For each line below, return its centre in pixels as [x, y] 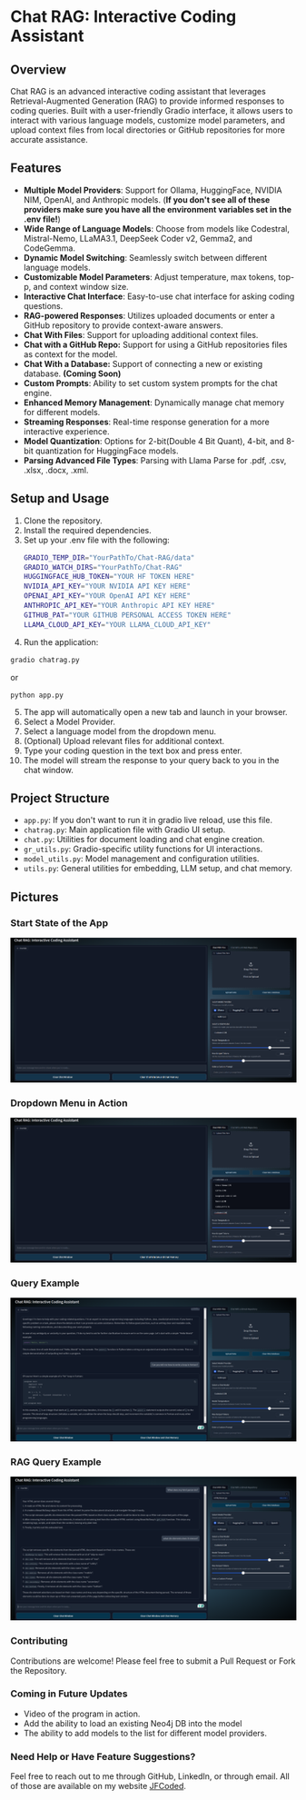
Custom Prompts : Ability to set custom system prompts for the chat [150, 383]
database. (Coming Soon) [72, 373]
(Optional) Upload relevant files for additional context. [124, 741]
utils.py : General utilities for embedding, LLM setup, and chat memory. [158, 869]
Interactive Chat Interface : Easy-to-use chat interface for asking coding [159, 296]
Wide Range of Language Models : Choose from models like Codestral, [156, 228]
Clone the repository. [63, 521]
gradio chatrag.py [45, 660]
